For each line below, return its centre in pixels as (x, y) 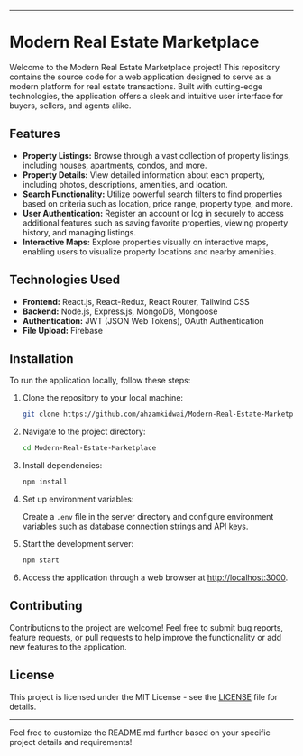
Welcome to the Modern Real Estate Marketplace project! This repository (145, 67)
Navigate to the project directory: (84, 432)
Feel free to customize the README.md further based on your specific (140, 733)
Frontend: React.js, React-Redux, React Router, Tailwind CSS (136, 301)
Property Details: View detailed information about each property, (144, 175)
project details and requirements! (71, 742)
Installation (41, 359)
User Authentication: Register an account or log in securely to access (153, 213)
